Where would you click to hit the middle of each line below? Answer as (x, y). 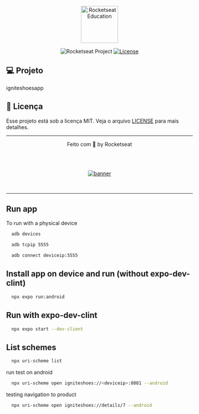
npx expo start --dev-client (47, 329)
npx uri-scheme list (37, 361)
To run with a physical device (42, 223)
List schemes (31, 347)
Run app (22, 209)
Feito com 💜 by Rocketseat (99, 144)
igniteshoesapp (25, 88)
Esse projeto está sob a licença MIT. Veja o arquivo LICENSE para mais (93, 121)
